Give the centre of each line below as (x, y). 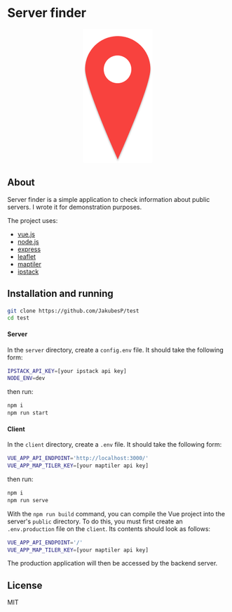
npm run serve (28, 500)
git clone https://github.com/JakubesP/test (73, 311)
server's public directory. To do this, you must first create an (95, 521)
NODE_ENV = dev (26, 378)
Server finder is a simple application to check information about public (109, 199)
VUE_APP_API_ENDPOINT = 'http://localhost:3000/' (78, 459)
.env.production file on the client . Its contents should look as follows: (109, 528)
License (25, 585)
